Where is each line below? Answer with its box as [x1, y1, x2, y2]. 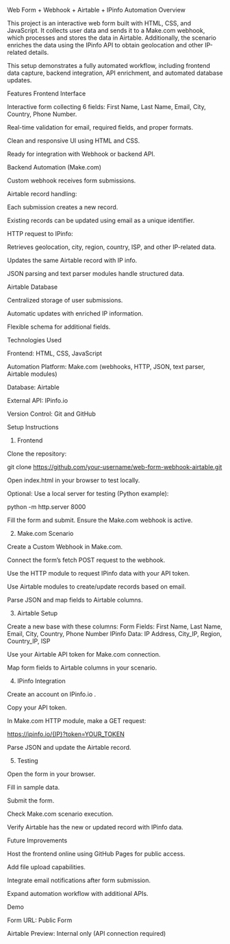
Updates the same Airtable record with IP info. [7, 257, 138, 264]
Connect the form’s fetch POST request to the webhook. [7, 556, 166, 564]
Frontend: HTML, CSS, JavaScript [7, 349, 103, 357]
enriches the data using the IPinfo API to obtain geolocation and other [7, 41, 204, 49]
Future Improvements [7, 836, 68, 845]
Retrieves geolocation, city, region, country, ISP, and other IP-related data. [7, 243, 216, 251]
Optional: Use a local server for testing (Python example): [7, 490, 169, 497]
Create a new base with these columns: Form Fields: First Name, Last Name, [7, 622, 222, 630]
